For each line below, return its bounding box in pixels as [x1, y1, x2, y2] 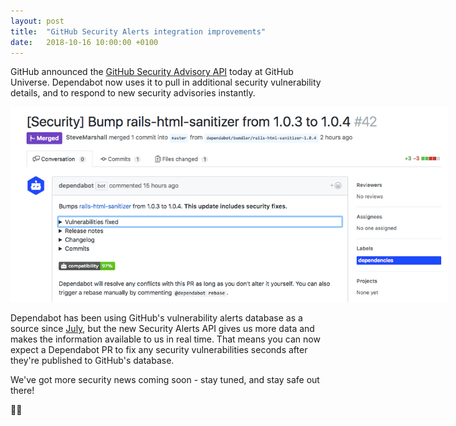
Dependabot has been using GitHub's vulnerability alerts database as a [10, 312, 303, 324]
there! [10, 385, 35, 397]
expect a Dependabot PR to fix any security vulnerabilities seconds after [10, 344, 308, 356]
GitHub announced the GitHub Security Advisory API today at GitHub [10, 66, 294, 78]
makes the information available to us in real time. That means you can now [10, 333, 321, 345]
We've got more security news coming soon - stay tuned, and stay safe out [10, 374, 320, 386]
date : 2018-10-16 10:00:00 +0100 [10, 37, 159, 47]
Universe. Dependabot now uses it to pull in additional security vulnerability [10, 76, 322, 89]
